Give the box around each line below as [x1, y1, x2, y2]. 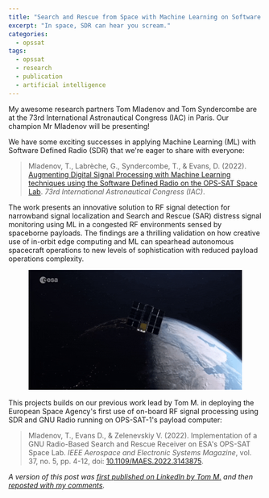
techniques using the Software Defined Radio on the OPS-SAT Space [27, 178, 258, 188]
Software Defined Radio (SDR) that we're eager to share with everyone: [8, 145, 245, 155]
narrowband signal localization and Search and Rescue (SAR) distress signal [8, 210, 262, 221]
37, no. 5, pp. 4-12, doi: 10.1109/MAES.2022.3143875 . [27, 456, 204, 467]
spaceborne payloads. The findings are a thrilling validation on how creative [8, 228, 260, 238]
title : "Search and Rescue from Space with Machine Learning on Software [8, 13, 262, 21]
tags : [8, 47, 27, 56]
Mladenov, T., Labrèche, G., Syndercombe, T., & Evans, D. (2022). [27, 161, 247, 171]
